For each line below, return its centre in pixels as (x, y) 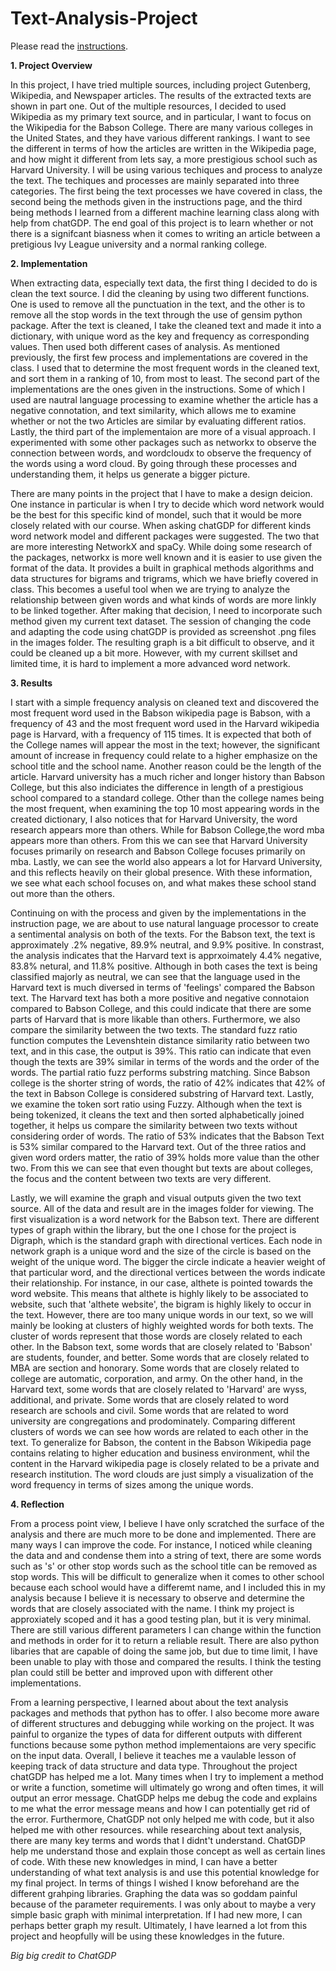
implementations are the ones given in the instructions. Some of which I (158, 389)
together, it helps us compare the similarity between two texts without (154, 1125)
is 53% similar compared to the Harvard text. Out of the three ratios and (158, 1146)
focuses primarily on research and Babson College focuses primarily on (158, 851)
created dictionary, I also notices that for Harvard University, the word (154, 819)
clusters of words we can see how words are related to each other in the (159, 1431)
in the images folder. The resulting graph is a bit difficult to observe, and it (162, 642)
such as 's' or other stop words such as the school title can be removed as (164, 1566)
